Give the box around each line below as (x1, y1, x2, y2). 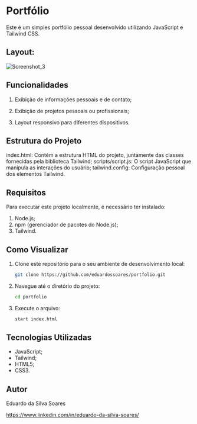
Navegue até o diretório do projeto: (14, 282, 100, 290)
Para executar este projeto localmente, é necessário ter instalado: (6, 203, 166, 211)
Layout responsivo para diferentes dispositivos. (14, 118, 130, 126)
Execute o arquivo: (14, 304, 61, 311)
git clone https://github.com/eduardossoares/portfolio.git (14, 272, 166, 278)
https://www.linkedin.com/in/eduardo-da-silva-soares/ (6, 412, 140, 419)
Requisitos (6, 188, 46, 198)
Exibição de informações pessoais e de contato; (14, 96, 132, 103)
